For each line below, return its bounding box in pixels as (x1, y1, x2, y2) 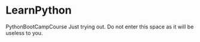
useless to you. (5, 29, 43, 36)
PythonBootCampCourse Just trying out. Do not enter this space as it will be (5, 23, 194, 30)
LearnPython (5, 4, 72, 17)
